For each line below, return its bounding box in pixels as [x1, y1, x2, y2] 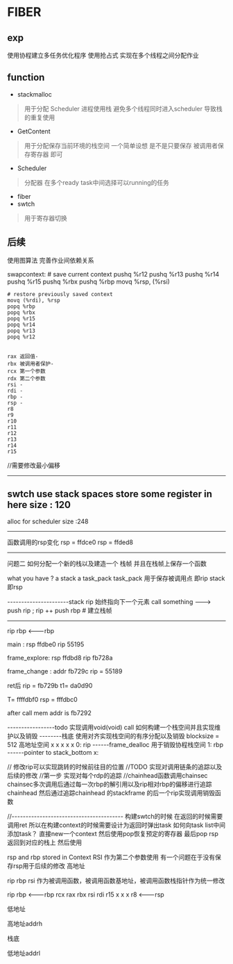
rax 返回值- [7, 352, 39, 360]
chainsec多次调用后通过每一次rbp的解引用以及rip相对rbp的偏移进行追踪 [7, 780, 212, 789]
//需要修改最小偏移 [7, 461, 61, 469]
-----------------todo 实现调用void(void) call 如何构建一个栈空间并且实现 [7, 724, 215, 732]
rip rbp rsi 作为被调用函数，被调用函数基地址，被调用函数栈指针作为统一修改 [7, 876, 225, 885]
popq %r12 [7, 333, 36, 341]
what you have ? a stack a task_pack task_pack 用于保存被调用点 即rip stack [7, 574, 225, 582]
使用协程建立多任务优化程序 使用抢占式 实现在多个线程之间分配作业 [7, 51, 199, 59]
